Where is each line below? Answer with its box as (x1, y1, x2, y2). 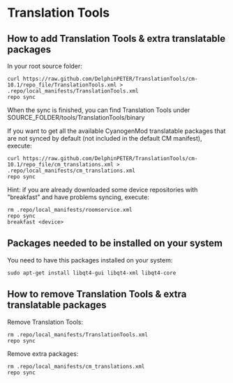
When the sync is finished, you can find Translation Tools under (7, 106, 190, 114)
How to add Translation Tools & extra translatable (7, 33, 226, 45)
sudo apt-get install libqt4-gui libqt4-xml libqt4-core (7, 269, 176, 276)
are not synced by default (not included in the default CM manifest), (7, 134, 202, 142)
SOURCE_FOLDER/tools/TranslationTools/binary (7, 114, 145, 121)
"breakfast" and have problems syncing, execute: (7, 193, 150, 201)
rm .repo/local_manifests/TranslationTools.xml (7, 331, 149, 338)
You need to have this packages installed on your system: (7, 256, 173, 264)
